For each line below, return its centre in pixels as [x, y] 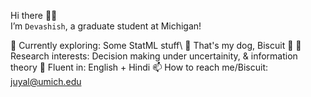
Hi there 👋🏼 [34, 15]
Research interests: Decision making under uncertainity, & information [154, 56]
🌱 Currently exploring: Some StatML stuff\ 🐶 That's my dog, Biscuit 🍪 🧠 [156, 45]
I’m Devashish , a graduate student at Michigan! [106, 26]
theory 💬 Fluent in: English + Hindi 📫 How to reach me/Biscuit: [139, 67]
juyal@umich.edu [46, 81]
